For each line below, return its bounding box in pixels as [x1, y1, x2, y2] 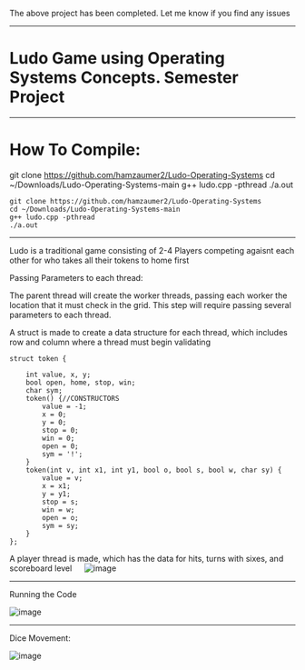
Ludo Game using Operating [9, 48, 225, 69]
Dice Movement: [9, 632, 71, 644]
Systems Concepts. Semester [9, 67, 239, 88]
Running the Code [9, 588, 77, 599]
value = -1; [42, 402, 88, 411]
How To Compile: [9, 140, 141, 160]
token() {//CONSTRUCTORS [25, 394, 120, 403]
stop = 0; [42, 425, 79, 435]
